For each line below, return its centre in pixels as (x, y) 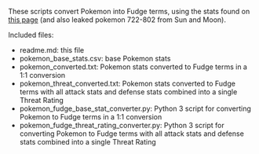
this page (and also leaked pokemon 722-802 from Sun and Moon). (117, 20)
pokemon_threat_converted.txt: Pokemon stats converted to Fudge (127, 83)
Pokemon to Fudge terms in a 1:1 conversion (91, 117)
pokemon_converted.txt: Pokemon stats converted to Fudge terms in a (133, 67)
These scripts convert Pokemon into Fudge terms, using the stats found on (129, 11)
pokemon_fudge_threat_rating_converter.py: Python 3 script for (122, 125)
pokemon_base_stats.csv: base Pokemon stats (95, 59)
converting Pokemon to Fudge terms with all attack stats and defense (132, 134)
